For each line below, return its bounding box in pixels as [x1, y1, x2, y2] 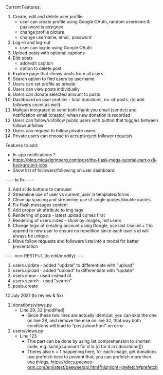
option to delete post [19, 65, 62, 71]
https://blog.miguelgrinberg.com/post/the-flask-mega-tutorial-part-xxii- [12, 157, 157, 163]
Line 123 [19, 333, 37, 339]
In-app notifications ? [12, 152, 55, 158]
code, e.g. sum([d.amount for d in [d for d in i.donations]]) [27, 344, 143, 349]
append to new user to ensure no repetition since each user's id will [12, 228, 149, 233]
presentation [12, 244, 38, 249]
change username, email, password [19, 34, 92, 40]
